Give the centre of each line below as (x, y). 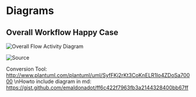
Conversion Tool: (27, 69)
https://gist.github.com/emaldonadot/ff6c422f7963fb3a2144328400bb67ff (97, 88)
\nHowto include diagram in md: (53, 81)
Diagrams (30, 11)
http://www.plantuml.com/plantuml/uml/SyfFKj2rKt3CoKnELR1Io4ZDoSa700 (98, 75)
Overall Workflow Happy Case (62, 32)
